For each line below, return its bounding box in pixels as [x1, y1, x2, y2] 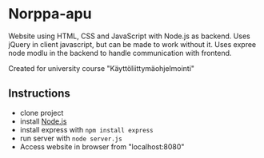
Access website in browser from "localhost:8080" [19, 141, 185, 152]
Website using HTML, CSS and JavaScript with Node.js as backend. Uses [8, 31, 250, 41]
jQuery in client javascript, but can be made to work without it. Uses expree [8, 39, 257, 49]
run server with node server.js [19, 133, 122, 143]
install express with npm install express [19, 124, 154, 134]
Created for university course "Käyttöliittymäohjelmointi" [8, 63, 194, 73]
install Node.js [19, 117, 67, 126]
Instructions [8, 87, 70, 101]
